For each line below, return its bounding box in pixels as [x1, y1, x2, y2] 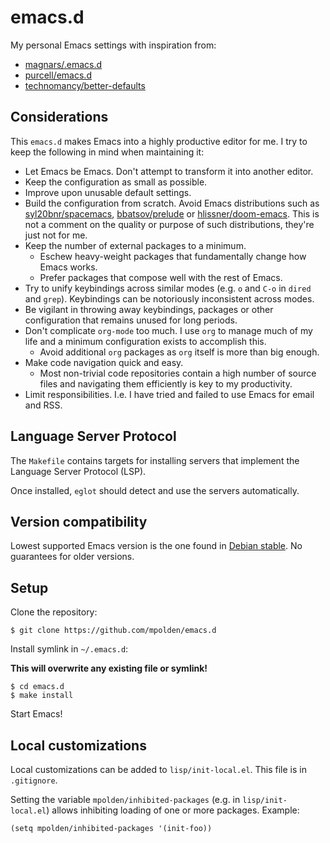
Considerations [10, 109, 109, 126]
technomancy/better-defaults [24, 79, 146, 91]
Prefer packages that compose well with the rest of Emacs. [39, 271, 283, 283]
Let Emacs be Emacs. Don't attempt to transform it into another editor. [24, 165, 314, 177]
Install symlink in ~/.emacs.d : [10, 643, 129, 655]
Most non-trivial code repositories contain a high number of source [39, 367, 317, 379]
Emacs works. [39, 261, 98, 273]
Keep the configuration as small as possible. [24, 176, 208, 188]
